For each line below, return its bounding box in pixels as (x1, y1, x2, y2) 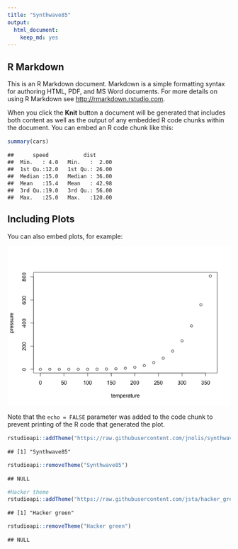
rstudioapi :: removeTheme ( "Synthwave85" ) (7, 461, 129, 468)
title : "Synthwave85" (7, 11, 72, 18)
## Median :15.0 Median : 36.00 (7, 173, 113, 180)
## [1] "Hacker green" (7, 509, 74, 516)
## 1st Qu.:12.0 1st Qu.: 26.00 (7, 166, 113, 173)
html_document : (13, 26, 59, 33)
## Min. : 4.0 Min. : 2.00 (7, 158, 113, 166)
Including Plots (7, 213, 75, 226)
